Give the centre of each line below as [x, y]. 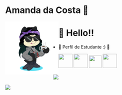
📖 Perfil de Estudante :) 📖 [84, 47]
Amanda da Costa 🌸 [47, 10]
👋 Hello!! [76, 33]
